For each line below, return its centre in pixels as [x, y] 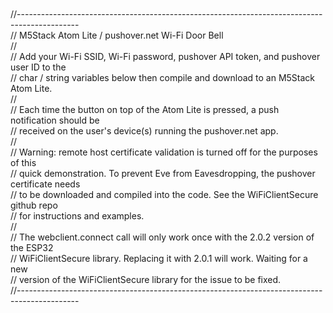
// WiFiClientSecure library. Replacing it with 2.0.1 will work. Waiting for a [159, 258]
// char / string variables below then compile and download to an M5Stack [163, 77]
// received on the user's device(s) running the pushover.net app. [144, 131]
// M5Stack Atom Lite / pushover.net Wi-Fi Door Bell [117, 35]
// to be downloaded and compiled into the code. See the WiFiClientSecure [164, 194]
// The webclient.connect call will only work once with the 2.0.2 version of [162, 237]
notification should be [55, 120]
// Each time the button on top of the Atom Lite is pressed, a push [145, 109]
